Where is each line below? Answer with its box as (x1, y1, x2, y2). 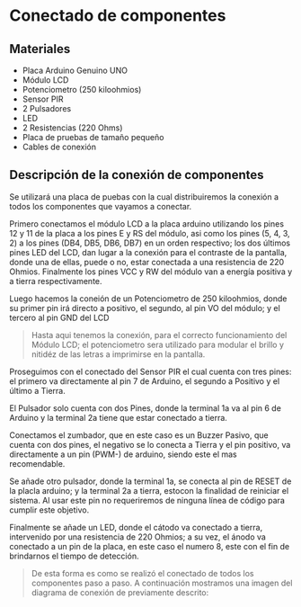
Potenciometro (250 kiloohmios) (22, 85, 142, 94)
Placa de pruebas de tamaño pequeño (22, 132, 164, 142)
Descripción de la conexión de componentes (9, 167, 264, 183)
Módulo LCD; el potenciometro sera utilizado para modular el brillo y (31, 339, 285, 350)
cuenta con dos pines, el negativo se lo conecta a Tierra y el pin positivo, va (9, 439, 291, 450)
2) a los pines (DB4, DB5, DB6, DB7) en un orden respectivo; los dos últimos (9, 237, 290, 248)
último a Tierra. (9, 385, 66, 396)
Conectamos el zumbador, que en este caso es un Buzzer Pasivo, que (9, 429, 269, 441)
